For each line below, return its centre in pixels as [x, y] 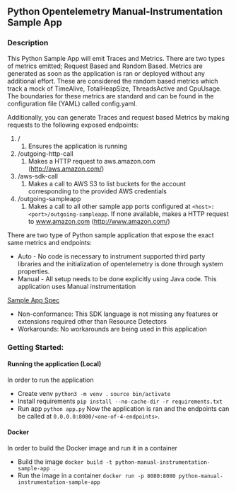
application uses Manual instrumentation [77, 286]
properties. [34, 271]
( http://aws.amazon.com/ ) [66, 169]
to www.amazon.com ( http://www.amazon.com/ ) [99, 221]
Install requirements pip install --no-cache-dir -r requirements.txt [120, 401]
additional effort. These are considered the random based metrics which [113, 81]
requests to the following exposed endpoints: [73, 125]
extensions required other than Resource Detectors [92, 321]
